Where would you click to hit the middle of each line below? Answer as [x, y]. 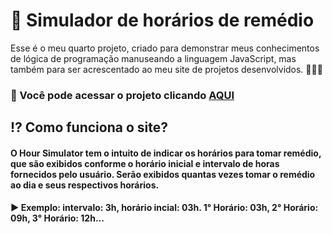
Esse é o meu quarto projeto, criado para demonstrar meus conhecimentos [165, 48]
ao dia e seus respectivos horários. [85, 185]
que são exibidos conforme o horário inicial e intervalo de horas [145, 163]
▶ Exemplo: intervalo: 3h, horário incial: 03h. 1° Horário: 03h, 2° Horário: [164, 208]
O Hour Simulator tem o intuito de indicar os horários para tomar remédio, [166, 153]
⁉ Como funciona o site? [89, 127]
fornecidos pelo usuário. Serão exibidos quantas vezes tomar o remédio [163, 174]
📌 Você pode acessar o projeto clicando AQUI [122, 95]
